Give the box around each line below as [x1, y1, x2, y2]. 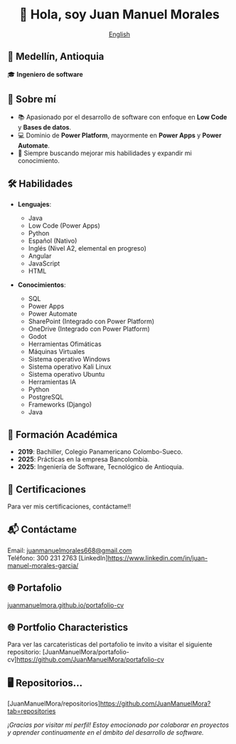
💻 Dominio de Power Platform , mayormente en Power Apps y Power [17, 131, 222, 140]
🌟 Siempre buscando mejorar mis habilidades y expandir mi [17, 149, 192, 157]
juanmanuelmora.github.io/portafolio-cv [7, 601, 124, 609]
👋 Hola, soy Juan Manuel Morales [18, 6, 220, 23]
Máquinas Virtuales [28, 347, 85, 356]
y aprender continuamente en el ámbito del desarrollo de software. [7, 728, 204, 737]
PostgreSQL [28, 393, 64, 402]
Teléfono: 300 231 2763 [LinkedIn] [7, 553, 108, 562]
